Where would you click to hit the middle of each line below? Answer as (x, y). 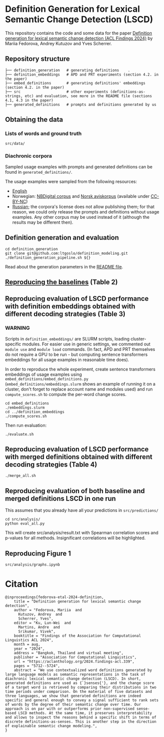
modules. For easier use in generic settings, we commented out (86, 344)
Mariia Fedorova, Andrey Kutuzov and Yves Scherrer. (59, 43)
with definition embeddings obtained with (70, 306)
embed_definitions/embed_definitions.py (47, 379)
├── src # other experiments (57, 92)
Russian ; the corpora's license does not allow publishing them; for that (83, 207)
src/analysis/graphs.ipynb (33, 565)
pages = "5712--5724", (37, 666)
